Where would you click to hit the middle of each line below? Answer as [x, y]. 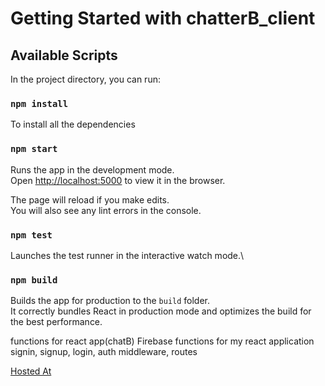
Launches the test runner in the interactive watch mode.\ [127, 255]
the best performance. [56, 322]
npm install [39, 103]
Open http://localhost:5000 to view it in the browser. [118, 180]
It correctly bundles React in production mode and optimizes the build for [161, 311]
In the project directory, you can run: [85, 79]
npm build [34, 280]
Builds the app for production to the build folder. [110, 301]
